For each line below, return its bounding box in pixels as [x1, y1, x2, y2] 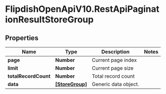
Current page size [91, 65, 134, 71]
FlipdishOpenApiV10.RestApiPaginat [5, 3, 160, 15]
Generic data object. [91, 81, 140, 88]
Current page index [91, 57, 137, 63]
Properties [5, 34, 39, 42]
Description [101, 48, 130, 55]
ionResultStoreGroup [5, 14, 94, 25]
